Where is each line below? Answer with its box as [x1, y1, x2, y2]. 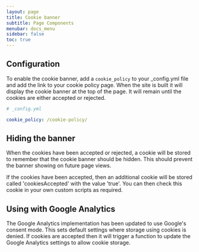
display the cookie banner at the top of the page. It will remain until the [6, 88, 182, 95]
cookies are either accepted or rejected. [6, 94, 106, 101]
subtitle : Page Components [6, 20, 74, 26]
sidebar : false [6, 31, 45, 37]
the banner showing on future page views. [6, 162, 112, 169]
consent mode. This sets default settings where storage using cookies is [6, 226, 187, 233]
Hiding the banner [6, 133, 75, 143]
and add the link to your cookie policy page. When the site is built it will [6, 81, 183, 88]
